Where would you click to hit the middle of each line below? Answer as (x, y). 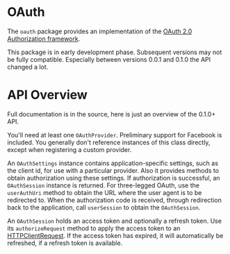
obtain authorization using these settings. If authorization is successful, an (114, 178)
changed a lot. (28, 67)
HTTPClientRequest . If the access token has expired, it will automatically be (115, 235)
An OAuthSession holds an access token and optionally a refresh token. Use (115, 221)
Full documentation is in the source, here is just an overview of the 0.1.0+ (112, 114)
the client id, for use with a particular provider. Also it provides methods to (113, 170)
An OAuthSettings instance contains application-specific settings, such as (113, 163)
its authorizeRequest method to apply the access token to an (94, 228)
